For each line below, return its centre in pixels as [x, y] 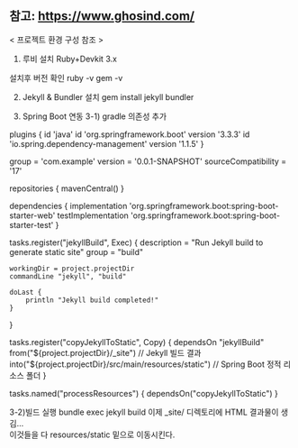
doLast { [26, 292]
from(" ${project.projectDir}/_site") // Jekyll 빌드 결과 [105, 352]
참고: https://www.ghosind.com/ [102, 16]
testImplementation [93, 215]
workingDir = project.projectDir [72, 269]
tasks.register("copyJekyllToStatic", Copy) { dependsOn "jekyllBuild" [137, 342]
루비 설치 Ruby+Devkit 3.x [69, 59]
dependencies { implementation [68, 206]
